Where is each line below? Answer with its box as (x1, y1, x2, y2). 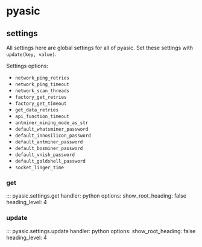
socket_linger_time (14, 164, 65, 170)
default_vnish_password (14, 152, 75, 158)
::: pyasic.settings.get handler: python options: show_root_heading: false (6, 192, 187, 199)
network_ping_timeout (14, 81, 69, 87)
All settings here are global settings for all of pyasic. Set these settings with (6, 44, 194, 51)
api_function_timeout (14, 113, 69, 119)
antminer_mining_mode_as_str (14, 120, 89, 126)
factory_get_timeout (14, 101, 67, 107)
